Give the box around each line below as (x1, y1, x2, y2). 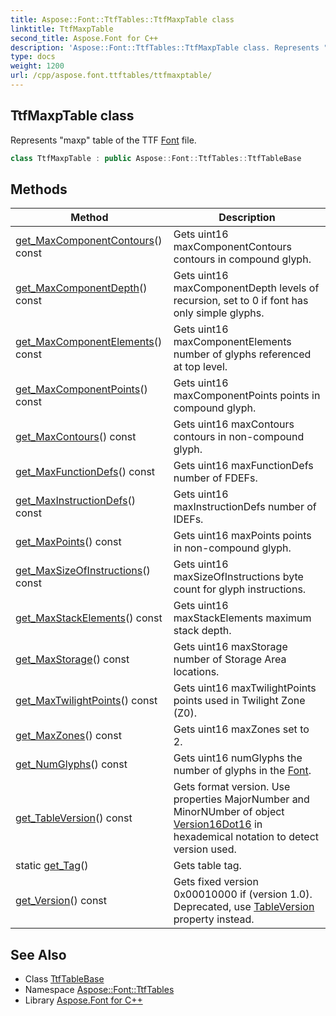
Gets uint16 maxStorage (173, 640, 288, 654)
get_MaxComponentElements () (15, 335, 163, 349)
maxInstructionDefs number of (173, 500, 317, 514)
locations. (173, 665, 220, 679)
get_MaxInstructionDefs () (15, 494, 136, 508)
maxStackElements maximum (173, 611, 312, 625)
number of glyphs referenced (173, 347, 312, 361)
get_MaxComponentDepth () (15, 281, 148, 295)
